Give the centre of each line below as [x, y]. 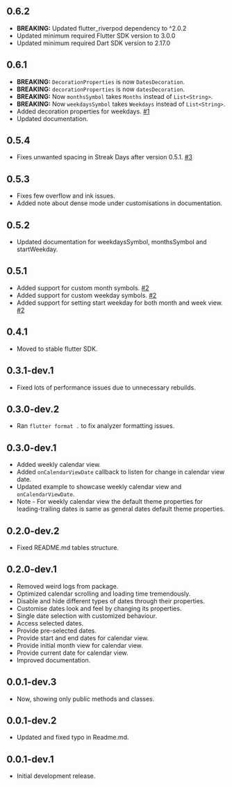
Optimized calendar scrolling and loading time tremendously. [103, 594]
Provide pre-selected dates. [56, 630]
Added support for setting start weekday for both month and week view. [119, 303]
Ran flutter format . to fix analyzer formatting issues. [96, 426]
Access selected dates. [50, 623]
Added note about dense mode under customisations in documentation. [119, 203]
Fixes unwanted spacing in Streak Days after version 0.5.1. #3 [104, 157]
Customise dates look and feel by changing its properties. [99, 608]
